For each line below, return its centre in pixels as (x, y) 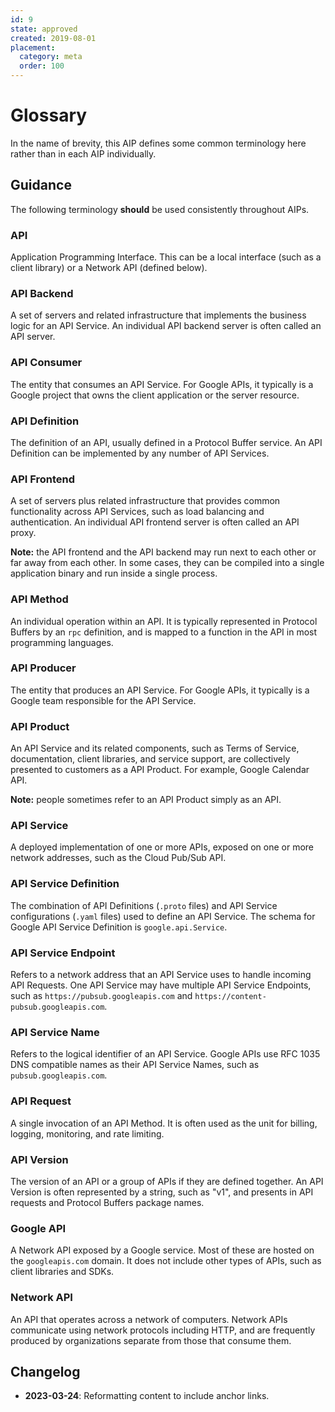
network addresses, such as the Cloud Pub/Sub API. (118, 858)
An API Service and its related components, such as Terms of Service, (155, 748)
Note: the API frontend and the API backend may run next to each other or (163, 552)
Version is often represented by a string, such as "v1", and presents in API (162, 1192)
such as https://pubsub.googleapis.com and (101, 996)
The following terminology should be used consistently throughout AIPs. (160, 209)
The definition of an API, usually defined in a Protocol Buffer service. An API (166, 442)
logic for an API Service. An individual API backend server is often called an (166, 326)
